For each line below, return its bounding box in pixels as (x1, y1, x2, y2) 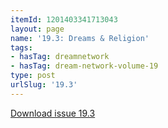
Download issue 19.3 (10, 107, 96, 119)
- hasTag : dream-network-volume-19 (10, 61, 159, 71)
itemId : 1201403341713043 (10, 14, 118, 25)
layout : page (10, 24, 65, 34)
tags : (10, 42, 33, 53)
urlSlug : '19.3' (10, 80, 78, 90)
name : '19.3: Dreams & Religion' (10, 33, 150, 43)
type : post (10, 71, 56, 81)
